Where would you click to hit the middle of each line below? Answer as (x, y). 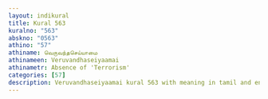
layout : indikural (39, 16)
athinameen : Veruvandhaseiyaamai (64, 61)
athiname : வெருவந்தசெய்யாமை (53, 53)
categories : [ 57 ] (37, 75)
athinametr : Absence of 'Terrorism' (69, 68)
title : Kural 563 (37, 23)
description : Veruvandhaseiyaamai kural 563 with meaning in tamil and (130, 82)
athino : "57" (30, 46)
